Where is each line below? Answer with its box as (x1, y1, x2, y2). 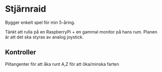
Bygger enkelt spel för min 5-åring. (5, 19, 76, 25)
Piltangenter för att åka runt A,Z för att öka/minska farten (5, 61, 120, 67)
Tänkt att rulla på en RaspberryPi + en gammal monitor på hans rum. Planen (5, 29, 158, 35)
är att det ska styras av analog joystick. (5, 34, 84, 40)
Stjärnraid (5, 3, 46, 15)
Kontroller (5, 48, 37, 56)
